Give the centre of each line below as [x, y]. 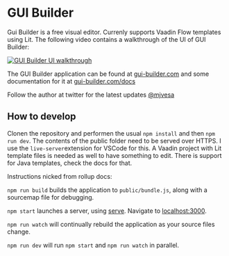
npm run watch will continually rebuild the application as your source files [111, 224]
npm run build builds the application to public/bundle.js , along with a [108, 190]
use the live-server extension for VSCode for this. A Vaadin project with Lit [114, 148]
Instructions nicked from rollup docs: [60, 176]
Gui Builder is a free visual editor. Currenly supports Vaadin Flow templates [114, 32]
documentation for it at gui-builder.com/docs [71, 81]
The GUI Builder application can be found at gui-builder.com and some [108, 74]
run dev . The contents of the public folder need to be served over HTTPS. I [114, 141]
